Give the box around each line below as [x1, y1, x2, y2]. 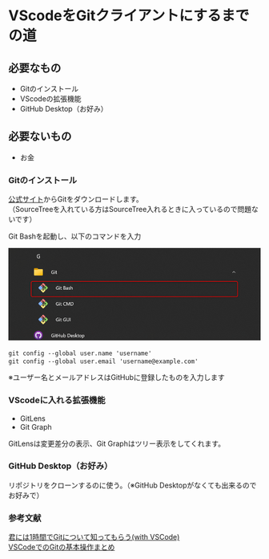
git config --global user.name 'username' [8, 349, 152, 357]
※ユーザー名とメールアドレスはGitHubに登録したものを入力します [8, 373, 226, 382]
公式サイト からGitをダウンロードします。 [8, 194, 144, 204]
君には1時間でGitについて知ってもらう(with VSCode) [8, 532, 180, 542]
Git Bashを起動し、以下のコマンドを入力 [8, 231, 142, 241]
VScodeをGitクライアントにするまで [8, 6, 250, 25]
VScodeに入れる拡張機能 [8, 394, 106, 406]
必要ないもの [8, 129, 72, 144]
